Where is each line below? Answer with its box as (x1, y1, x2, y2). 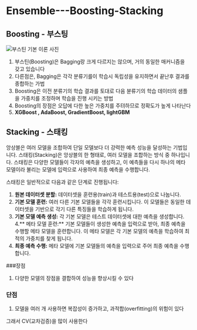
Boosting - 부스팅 (6, 29, 69, 39)
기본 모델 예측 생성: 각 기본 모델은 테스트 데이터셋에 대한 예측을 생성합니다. (14, 213, 185, 220)
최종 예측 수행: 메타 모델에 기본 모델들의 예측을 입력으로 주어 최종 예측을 (14, 242, 179, 249)
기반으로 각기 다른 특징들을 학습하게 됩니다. (35, 206, 134, 213)
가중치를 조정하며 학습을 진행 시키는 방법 (21, 95, 114, 102)
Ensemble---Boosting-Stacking (6, 4, 164, 18)
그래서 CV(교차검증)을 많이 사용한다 (6, 318, 88, 325)
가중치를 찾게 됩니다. (25, 235, 73, 242)
